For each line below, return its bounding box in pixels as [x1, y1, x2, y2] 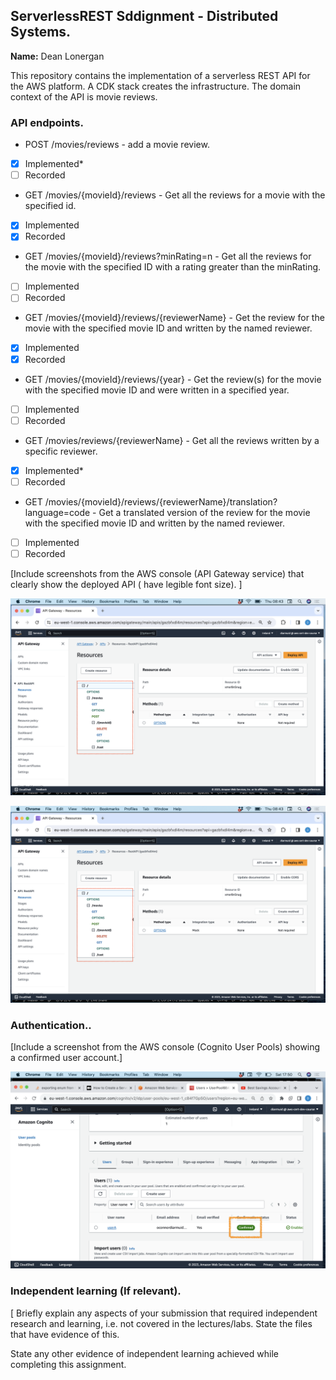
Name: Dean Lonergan [10, 50, 105, 62]
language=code [24, 506, 91, 518]
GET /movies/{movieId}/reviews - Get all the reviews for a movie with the [24, 189, 326, 201]
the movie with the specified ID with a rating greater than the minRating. [24, 261, 322, 273]
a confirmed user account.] [10, 1052, 123, 1064]
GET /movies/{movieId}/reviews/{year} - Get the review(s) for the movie [24, 373, 322, 385]
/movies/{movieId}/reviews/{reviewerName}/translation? [44, 495, 278, 508]
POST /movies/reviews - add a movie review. [24, 139, 210, 151]
